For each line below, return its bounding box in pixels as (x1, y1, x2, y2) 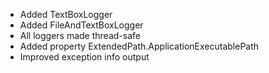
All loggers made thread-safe (19, 30, 141, 41)
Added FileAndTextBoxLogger (19, 19, 144, 31)
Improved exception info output (19, 51, 150, 63)
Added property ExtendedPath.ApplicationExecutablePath (19, 40, 260, 52)
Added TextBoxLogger (19, 9, 113, 20)
